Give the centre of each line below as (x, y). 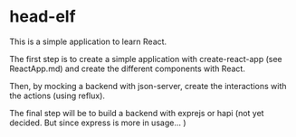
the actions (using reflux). (57, 96)
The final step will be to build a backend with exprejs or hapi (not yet (137, 113)
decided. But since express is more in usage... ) (98, 123)
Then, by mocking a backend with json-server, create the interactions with (148, 86)
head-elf (43, 17)
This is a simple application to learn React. (88, 41)
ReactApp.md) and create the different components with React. (128, 68)
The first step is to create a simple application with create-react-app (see (146, 59)
